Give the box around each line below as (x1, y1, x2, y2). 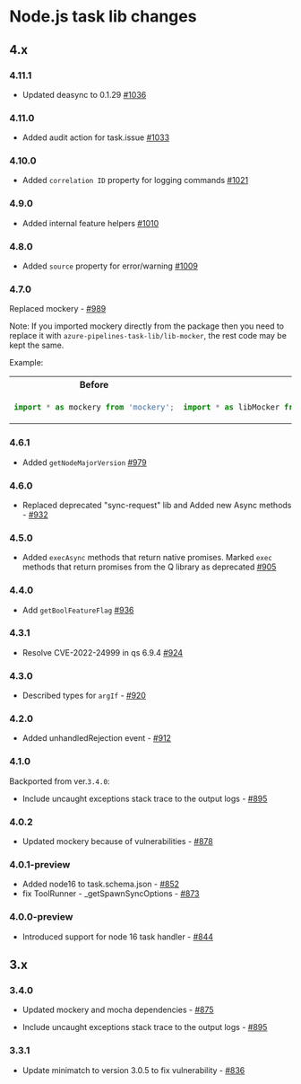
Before (79, 379, 109, 392)
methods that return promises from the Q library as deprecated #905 (21, 561, 277, 572)
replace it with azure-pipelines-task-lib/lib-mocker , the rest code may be (9, 330, 287, 341)
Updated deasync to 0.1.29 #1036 (21, 89, 147, 100)
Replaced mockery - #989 (9, 304, 107, 314)
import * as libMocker (183, 402, 280, 412)
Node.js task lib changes (9, 6, 197, 27)
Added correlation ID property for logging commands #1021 (21, 175, 249, 186)
